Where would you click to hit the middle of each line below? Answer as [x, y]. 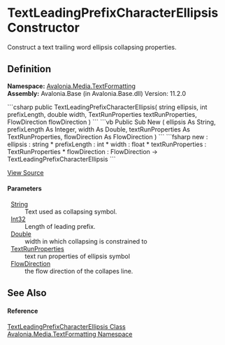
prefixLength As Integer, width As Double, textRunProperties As [99, 129]
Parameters [24, 189]
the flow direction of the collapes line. [79, 271]
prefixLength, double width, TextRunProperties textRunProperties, [102, 114]
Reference [23, 311]
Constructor [44, 28]
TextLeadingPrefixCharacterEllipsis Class [66, 326]
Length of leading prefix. [60, 226]
